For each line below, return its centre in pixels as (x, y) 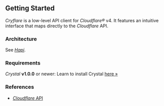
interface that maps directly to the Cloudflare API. (57, 26)
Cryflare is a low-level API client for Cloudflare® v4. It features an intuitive (82, 20)
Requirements (23, 63)
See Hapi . (16, 50)
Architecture (21, 39)
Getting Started (30, 8)
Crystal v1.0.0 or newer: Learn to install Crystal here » (62, 74)
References (20, 87)
